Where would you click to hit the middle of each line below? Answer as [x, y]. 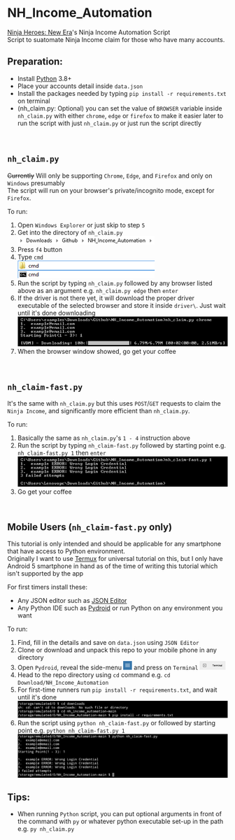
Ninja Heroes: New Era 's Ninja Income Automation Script [89, 32]
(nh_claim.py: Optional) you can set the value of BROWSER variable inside [120, 108]
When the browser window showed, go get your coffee [97, 351]
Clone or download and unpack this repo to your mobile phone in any [117, 650]
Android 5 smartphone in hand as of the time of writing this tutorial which [113, 566]
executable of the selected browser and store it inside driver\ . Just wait [121, 305]
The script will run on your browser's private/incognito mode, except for [111, 190]
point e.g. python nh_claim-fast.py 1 [71, 731]
